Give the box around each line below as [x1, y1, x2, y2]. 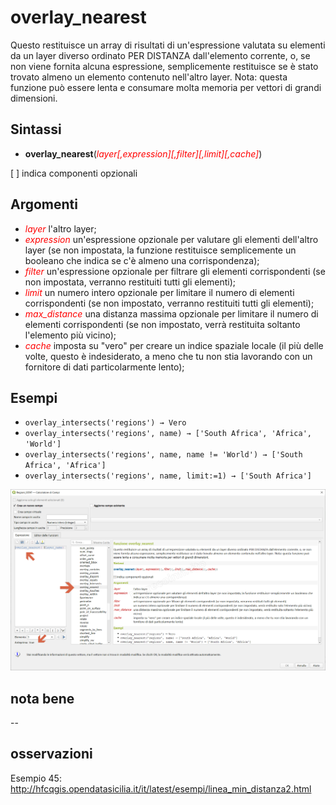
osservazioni [10, 746, 93, 763]
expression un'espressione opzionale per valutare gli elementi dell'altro [24, 233, 319, 245]
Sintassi [10, 121, 62, 138]
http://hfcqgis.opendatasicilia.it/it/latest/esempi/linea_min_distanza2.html [10, 782, 312, 795]
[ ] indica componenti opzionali [10, 167, 138, 179]
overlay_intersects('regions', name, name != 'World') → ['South [24, 450, 303, 460]
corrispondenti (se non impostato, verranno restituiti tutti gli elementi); [24, 297, 315, 309]
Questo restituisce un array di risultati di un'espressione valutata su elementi [10, 39, 326, 51]
